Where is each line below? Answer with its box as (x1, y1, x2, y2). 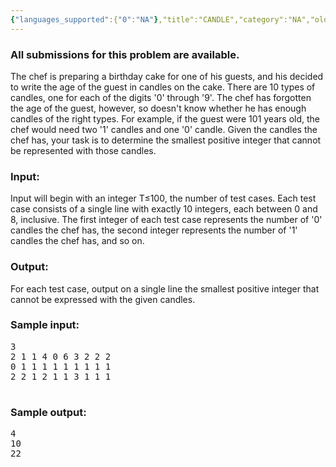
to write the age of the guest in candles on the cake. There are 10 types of (10, 81, 316, 93)
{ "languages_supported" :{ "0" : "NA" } (10, 14, 159, 25)
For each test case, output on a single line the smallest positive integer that (10, 282, 320, 295)
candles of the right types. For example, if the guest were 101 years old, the (10, 112, 320, 125)
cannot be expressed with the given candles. (10, 293, 196, 305)
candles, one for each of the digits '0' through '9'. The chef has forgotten (10, 91, 312, 103)
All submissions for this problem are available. (10, 47, 240, 61)
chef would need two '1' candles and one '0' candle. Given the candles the (10, 123, 318, 135)
